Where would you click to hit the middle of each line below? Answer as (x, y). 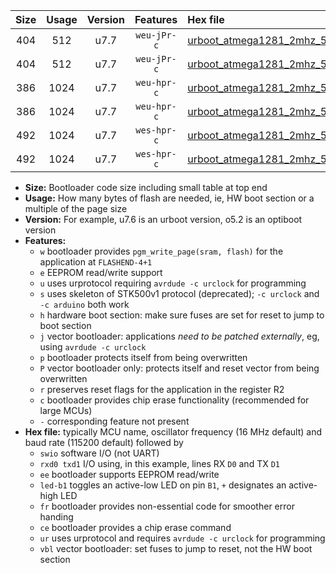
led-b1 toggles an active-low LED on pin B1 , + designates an (163, 485)
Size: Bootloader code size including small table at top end (146, 187)
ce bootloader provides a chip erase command (135, 527)
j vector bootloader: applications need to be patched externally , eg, (179, 336)
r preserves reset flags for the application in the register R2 (162, 389)
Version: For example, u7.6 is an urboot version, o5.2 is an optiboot (163, 219)
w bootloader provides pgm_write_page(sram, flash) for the (161, 251)
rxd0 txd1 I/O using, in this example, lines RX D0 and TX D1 (159, 463)
